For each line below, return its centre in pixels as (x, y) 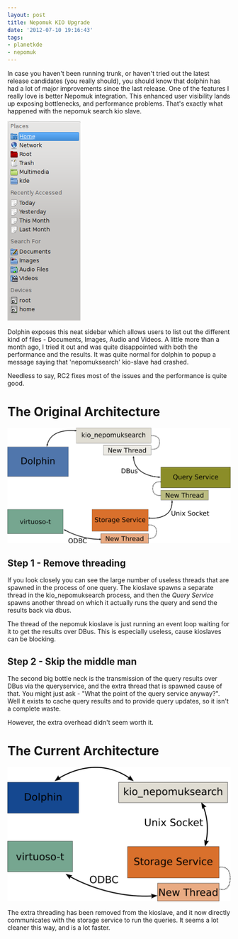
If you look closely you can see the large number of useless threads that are (118, 580)
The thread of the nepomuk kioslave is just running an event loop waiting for (119, 624)
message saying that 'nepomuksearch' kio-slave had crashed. (98, 362)
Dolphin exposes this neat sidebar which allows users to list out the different (119, 332)
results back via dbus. (40, 611)
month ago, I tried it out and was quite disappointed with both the (103, 347)
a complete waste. (34, 709)
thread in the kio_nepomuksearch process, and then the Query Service (110, 595)
